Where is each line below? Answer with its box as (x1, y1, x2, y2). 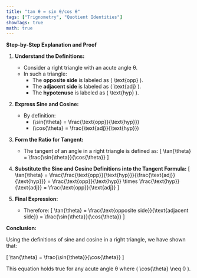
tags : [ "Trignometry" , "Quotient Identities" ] (6, 14, 123, 20)
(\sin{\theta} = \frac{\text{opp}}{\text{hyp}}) (32, 119, 140, 126)
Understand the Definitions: (14, 53, 85, 60)
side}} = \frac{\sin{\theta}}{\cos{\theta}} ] (23, 213, 125, 220)
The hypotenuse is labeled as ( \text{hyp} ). (32, 89, 139, 96)
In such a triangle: (23, 70, 67, 77)
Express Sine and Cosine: (14, 101, 79, 108)
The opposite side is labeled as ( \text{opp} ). (32, 77, 143, 84)
